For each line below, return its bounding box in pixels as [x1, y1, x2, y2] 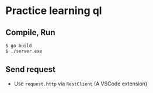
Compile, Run [5, 27, 55, 37]
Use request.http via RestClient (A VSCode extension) [13, 80, 147, 87]
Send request [5, 64, 56, 74]
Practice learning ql [5, 4, 102, 18]
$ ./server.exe [5, 48, 43, 54]
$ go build [5, 43, 32, 49]
